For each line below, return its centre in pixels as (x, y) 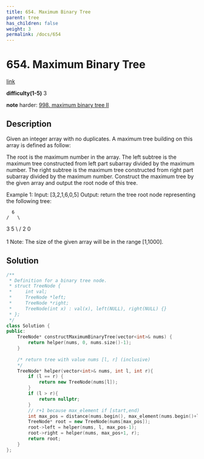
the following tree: (29, 201)
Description (29, 124)
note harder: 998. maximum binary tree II (58, 105)
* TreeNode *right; (39, 303)
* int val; (28, 292)
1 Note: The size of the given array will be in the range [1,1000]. (85, 241)
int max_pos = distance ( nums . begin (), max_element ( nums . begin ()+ (113, 416)
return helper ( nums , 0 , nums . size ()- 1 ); (80, 343)
